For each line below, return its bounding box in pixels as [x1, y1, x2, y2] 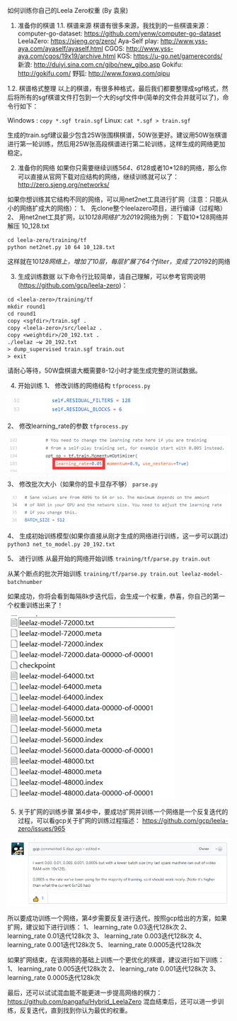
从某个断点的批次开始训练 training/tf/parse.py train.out [7, 570, 179, 578]
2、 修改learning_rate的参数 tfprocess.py [7, 421, 129, 430]
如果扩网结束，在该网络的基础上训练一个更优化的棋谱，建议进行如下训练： [7, 956, 224, 964]
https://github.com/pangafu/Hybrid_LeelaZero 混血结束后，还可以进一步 [7, 998, 218, 1005]
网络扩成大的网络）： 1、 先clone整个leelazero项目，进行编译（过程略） [19, 204, 226, 212]
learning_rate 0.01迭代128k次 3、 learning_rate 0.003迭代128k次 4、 [7, 932, 206, 940]
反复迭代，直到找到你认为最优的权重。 [19, 1006, 132, 1015]
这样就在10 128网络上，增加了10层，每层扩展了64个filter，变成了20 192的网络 [7, 258, 231, 265]
